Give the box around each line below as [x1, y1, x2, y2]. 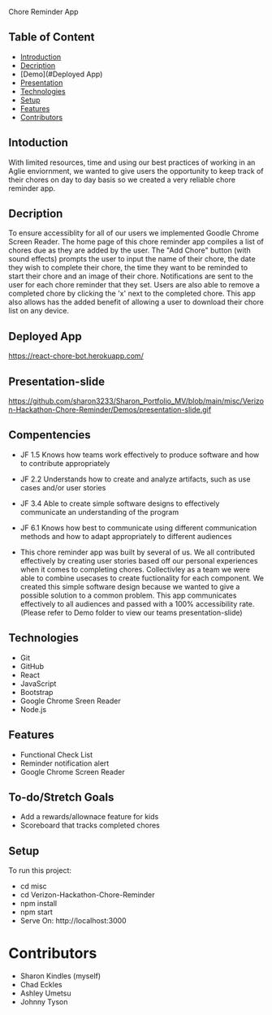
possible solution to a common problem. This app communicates [19, 590, 237, 600]
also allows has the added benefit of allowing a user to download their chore [8, 297, 264, 307]
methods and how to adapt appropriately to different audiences [19, 531, 232, 541]
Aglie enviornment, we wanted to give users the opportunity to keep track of [8, 166, 264, 175]
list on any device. [8, 306, 69, 316]
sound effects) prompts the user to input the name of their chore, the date [8, 254, 256, 264]
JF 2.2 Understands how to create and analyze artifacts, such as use [19, 474, 251, 484]
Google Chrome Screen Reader [19, 767, 125, 776]
